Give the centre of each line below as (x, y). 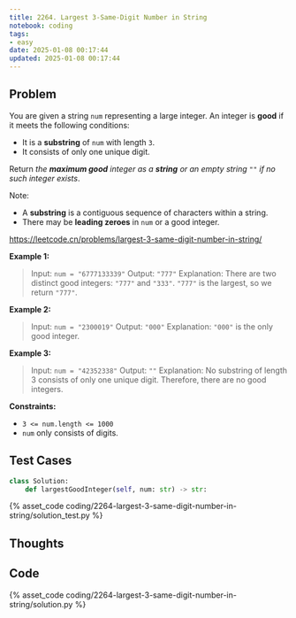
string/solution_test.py (49, 515)
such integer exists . (45, 178)
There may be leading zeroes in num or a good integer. (121, 221)
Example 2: (30, 309)
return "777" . (54, 292)
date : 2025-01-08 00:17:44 (59, 50)
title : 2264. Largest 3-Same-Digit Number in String (108, 17)
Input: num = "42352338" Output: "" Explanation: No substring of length (159, 370)
